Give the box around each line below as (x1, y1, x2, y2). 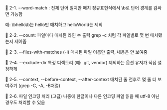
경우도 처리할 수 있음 (5, 100, 45, 105)
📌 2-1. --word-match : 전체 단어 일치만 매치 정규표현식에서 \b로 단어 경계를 (5, 5, 153, 10)
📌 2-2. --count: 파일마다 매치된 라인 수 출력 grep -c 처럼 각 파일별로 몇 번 (5, 32, 150, 38)
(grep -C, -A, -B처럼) (18, 83, 61, 89)
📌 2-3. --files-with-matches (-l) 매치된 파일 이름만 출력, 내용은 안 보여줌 (5, 49, 148, 55)
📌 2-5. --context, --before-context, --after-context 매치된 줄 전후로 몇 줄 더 (5, 77, 157, 82)
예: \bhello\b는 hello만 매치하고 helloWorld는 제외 (5, 22, 103, 27)
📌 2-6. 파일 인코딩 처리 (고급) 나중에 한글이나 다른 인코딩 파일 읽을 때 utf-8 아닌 (5, 93, 160, 99)
